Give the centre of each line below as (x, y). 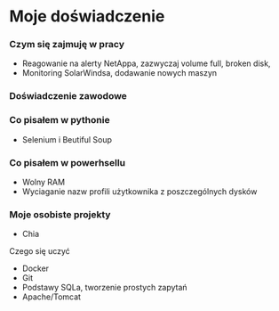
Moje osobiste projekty (60, 214)
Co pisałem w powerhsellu (68, 162)
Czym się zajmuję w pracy (67, 45)
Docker (36, 268)
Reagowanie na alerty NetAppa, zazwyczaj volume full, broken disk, (146, 63)
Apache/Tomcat (52, 297)
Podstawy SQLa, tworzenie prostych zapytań (105, 288)
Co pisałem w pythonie (60, 120)
